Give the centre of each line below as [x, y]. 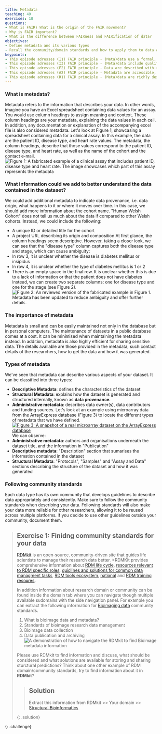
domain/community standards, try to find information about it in [80, 671]
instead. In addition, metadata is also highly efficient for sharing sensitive [78, 341]
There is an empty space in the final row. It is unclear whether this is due [84, 272]
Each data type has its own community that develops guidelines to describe [80, 495]
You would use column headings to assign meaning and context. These [76, 115]
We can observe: [29, 435]
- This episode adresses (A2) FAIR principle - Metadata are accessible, [81, 73]
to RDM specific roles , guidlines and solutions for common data [80, 570]
